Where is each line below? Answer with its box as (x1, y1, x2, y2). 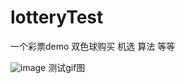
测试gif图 (48, 61, 86, 73)
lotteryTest (10, 6, 104, 29)
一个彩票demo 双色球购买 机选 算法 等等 (10, 40, 176, 52)
